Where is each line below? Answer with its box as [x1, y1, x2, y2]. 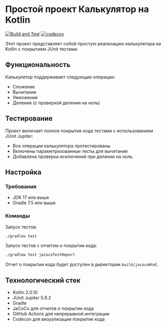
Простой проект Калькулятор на [5, 4, 149, 15]
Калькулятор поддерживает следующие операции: [5, 74, 116, 80]
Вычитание [12, 89, 37, 95]
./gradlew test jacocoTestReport [5, 253, 75, 258]
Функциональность [5, 60, 71, 69]
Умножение [12, 94, 38, 100]
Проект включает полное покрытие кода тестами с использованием [5, 127, 153, 134]
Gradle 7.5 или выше [12, 200, 56, 206]
